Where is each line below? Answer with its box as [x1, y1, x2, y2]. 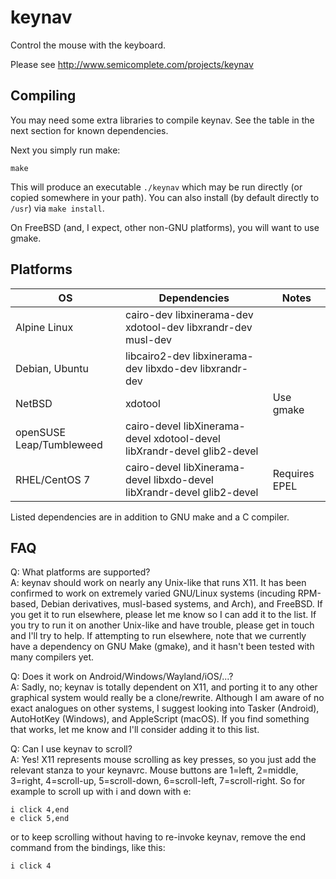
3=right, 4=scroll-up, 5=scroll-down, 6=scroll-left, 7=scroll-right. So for [10, 775, 306, 787]
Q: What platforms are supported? [10, 566, 151, 578]
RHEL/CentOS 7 [15, 472, 91, 486]
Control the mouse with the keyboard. [10, 39, 167, 51]
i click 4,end [10, 805, 70, 815]
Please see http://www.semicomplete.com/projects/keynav [10, 58, 254, 70]
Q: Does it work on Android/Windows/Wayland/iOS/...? [10, 671, 234, 683]
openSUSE [15, 425, 67, 439]
